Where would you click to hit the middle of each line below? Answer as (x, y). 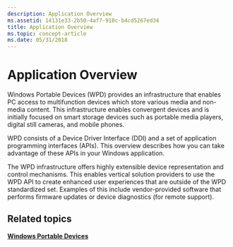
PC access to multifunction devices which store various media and (104, 102)
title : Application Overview (50, 27)
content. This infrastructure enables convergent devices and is (118, 109)
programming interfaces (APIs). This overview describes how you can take (116, 146)
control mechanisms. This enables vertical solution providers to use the (111, 174)
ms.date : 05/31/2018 (38, 40)
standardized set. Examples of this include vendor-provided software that (114, 189)
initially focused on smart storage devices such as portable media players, (115, 117)
